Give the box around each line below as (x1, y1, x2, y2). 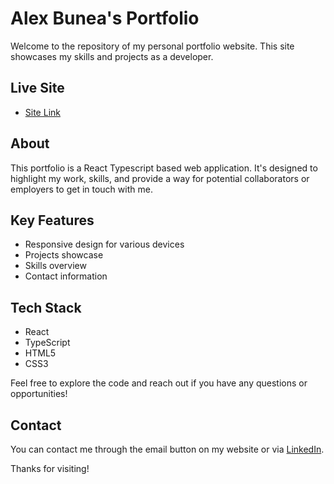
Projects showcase (24, 249, 104, 261)
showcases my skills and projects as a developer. (10, 50, 214, 62)
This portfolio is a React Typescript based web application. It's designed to (10, 162, 318, 174)
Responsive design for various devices (24, 238, 185, 251)
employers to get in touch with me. (10, 183, 153, 195)
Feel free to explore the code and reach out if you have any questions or (10, 377, 308, 389)
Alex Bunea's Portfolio (10, 7, 200, 30)
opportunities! (10, 388, 68, 400)
